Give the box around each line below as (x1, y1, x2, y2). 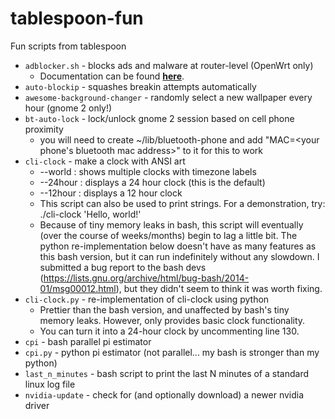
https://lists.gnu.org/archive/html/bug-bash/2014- (43, 272, 250, 284)
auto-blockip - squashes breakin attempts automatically (24, 80, 257, 92)
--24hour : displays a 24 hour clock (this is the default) (39, 176, 266, 188)
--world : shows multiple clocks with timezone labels (39, 165, 257, 177)
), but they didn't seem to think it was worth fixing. (115, 282, 323, 294)
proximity (24, 123, 64, 135)
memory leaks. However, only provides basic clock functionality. (39, 314, 306, 326)
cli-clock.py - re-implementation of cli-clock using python (24, 293, 270, 305)
